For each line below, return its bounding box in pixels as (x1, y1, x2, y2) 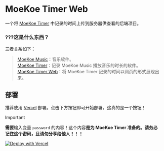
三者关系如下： (5, 46, 36, 52)
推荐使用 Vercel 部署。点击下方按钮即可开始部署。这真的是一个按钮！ (5, 105, 146, 111)
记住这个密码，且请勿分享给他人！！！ (5, 131, 83, 137)
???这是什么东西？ (5, 33, 49, 40)
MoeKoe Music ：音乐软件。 (17, 57, 74, 62)
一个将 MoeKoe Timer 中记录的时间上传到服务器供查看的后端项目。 (5, 20, 142, 26)
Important (5, 115, 25, 121)
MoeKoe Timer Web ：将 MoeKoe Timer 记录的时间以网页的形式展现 (17, 69, 155, 75)
